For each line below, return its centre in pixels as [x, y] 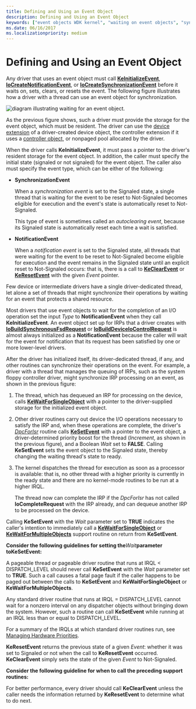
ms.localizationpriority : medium [47, 33]
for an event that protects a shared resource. [60, 299]
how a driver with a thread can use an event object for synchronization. [92, 97]
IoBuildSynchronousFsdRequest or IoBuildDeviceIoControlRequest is [92, 329]
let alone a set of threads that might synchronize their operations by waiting [97, 293]
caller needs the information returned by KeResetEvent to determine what [95, 694]
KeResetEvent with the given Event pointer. [67, 275]
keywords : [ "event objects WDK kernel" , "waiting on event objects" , [92, 22]
